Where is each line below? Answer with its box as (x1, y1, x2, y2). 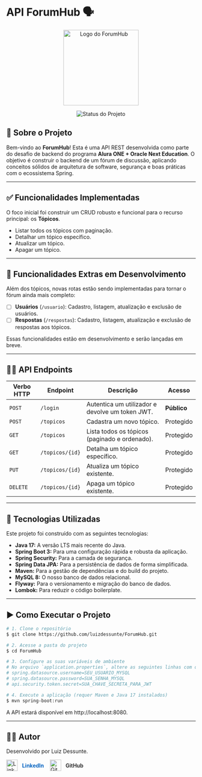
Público (165, 404, 188, 412)
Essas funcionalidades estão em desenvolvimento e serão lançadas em (6, 335, 183, 342)
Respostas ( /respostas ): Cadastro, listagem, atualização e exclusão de (14, 316, 191, 324)
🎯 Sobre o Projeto (6, 128, 73, 138)
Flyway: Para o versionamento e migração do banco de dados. (14, 580, 171, 587)
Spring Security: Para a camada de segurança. (14, 554, 133, 562)
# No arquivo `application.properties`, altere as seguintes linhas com (6, 664, 192, 671)
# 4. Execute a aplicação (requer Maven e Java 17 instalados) (6, 692, 168, 698)
